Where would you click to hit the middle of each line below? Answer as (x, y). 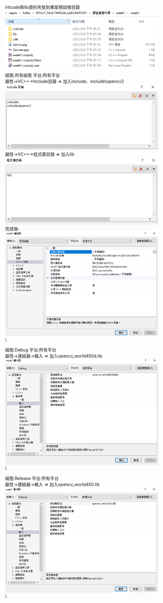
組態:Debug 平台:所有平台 (31, 350)
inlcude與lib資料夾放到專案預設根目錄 (43, 7)
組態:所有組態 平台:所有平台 (33, 75)
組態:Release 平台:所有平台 (32, 478)
